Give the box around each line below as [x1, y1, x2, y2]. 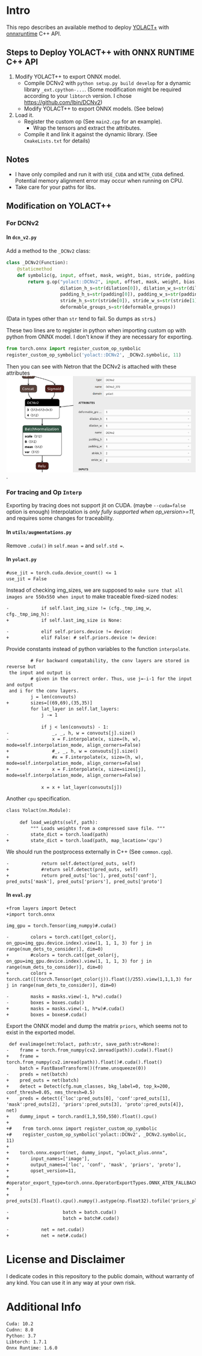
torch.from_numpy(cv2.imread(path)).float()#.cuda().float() [6, 1059, 163, 1065]
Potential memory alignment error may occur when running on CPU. [14, 177, 183, 184]
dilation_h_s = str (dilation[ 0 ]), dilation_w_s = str [60, 285, 187, 291]
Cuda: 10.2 [6, 1320, 34, 1327]
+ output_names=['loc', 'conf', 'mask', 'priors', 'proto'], [6, 1162, 182, 1168]
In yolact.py [6, 556, 37, 563]
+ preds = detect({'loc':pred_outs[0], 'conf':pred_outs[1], [6, 1095, 171, 1101]
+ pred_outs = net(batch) [6, 1077, 79, 1083]
